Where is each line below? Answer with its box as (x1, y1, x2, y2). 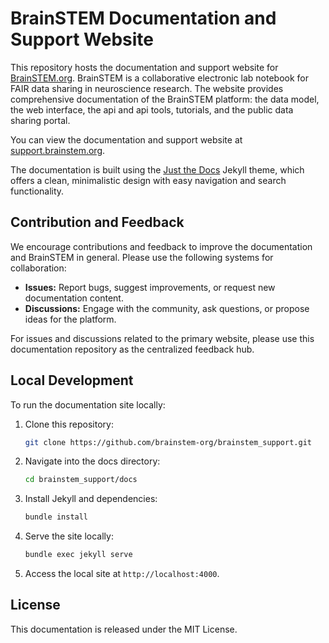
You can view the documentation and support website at (10, 133, 243, 146)
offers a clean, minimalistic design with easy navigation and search (10, 174, 287, 186)
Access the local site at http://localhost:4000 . (24, 568, 220, 580)
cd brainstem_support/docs (24, 475, 138, 485)
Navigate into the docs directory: (24, 455, 161, 467)
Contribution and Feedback (10, 214, 185, 231)
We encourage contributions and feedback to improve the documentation (10, 240, 313, 252)
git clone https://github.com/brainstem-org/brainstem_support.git (24, 437, 312, 447)
